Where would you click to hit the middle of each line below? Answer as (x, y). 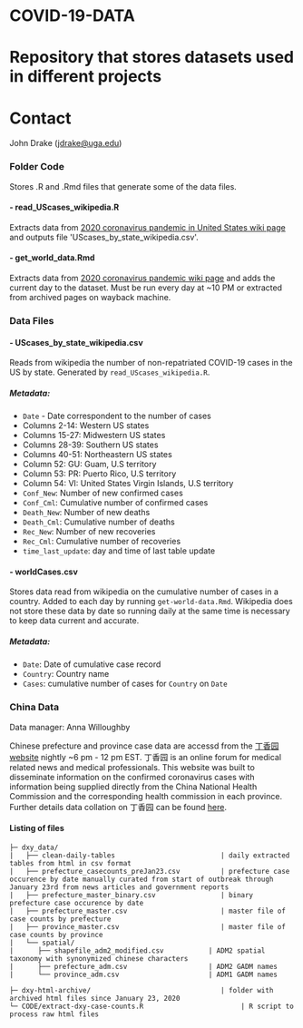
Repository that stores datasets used (152, 58)
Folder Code (37, 167)
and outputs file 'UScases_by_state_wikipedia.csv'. (104, 237)
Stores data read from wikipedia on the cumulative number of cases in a (144, 592)
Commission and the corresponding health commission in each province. (146, 796)
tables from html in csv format (70, 863)
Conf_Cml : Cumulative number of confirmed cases (115, 503)
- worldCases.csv (44, 572)
